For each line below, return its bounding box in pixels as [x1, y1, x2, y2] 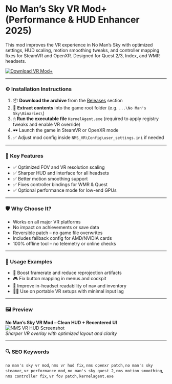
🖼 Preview [5, 306, 33, 313]
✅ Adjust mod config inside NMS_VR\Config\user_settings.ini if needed [12, 134, 164, 141]
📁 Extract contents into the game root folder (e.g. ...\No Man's [12, 105, 147, 111]
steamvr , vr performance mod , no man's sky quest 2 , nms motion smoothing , [5, 367, 164, 373]
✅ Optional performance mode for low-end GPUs [12, 187, 117, 193]
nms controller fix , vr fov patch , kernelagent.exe [5, 373, 114, 379]
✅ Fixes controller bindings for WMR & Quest [12, 181, 108, 187]
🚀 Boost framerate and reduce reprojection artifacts [12, 269, 122, 276]
